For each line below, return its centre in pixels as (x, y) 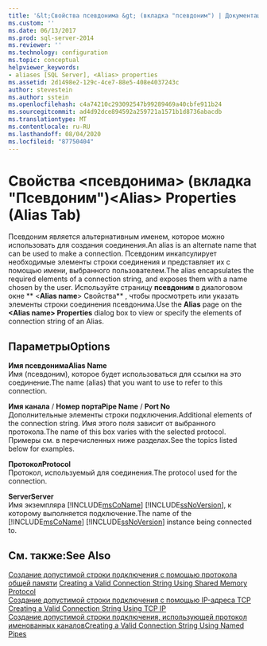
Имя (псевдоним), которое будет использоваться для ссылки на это (125, 374)
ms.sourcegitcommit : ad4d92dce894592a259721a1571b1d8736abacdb (115, 112)
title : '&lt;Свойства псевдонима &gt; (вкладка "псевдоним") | (115, 16)
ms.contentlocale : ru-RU (49, 127)
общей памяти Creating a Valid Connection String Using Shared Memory (128, 583)
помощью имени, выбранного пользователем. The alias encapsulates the (131, 271)
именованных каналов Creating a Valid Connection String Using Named (126, 625)
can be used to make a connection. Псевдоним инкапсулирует (112, 254)
